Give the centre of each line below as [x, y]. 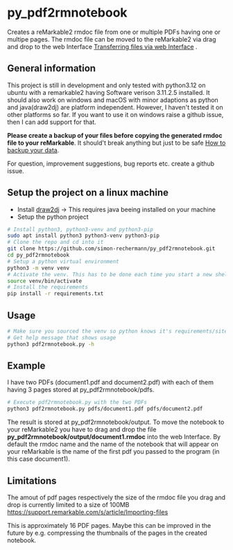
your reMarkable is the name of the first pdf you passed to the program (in [113, 452]
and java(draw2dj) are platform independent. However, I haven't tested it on [115, 107]
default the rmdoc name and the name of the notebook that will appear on [113, 444]
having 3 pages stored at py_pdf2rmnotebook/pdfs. [81, 390]
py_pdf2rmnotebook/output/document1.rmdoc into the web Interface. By [114, 437]
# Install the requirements [48, 287]
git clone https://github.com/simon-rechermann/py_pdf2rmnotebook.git [111, 249]
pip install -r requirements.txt [55, 294]
